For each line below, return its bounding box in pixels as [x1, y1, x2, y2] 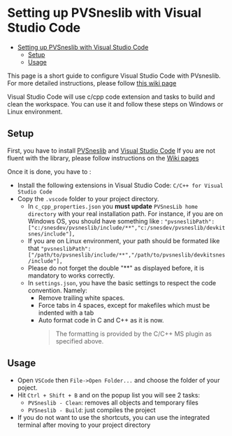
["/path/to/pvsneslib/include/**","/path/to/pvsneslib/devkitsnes [27, 251, 226, 259]
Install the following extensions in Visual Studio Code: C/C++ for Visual [17, 181, 224, 189]
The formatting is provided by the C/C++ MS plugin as [55, 329, 212, 338]
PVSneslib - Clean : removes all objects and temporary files [27, 398, 199, 407]
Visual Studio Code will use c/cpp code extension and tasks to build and [7, 93, 215, 101]
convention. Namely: [27, 286, 87, 294]
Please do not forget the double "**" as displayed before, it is [27, 264, 205, 272]
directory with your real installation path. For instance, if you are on [27, 209, 224, 218]
